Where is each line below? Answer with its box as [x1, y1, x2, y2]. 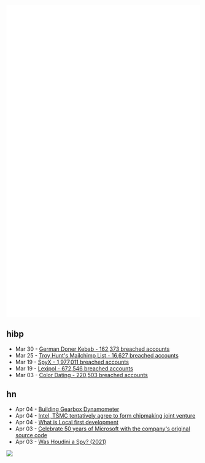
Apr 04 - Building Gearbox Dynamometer [15, 405, 120, 413]
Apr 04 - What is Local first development [15, 418, 118, 426]
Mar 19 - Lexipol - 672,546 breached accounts [15, 364, 133, 372]
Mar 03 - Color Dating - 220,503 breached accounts [15, 371, 149, 378]
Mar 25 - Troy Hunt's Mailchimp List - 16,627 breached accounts [15, 351, 179, 359]
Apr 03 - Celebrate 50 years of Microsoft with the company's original [15, 425, 190, 432]
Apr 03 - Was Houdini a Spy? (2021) [15, 438, 106, 445]
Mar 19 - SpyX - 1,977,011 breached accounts [15, 358, 129, 365]
